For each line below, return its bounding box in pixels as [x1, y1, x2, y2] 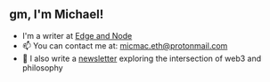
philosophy [21, 62, 64, 73]
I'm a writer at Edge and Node [21, 30, 133, 41]
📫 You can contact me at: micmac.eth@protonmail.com [21, 40, 228, 51]
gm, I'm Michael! [9, 7, 104, 22]
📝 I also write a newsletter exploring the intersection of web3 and [21, 53, 261, 63]
